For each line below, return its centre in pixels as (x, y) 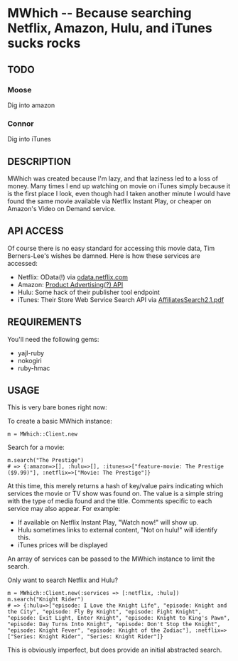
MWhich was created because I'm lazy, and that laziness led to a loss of (113, 178)
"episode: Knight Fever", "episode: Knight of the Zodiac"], (100, 630)
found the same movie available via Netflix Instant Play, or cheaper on (109, 201)
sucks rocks (44, 43)
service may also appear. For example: (64, 509)
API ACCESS (36, 231)
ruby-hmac (34, 368)
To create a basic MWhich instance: (60, 421)
